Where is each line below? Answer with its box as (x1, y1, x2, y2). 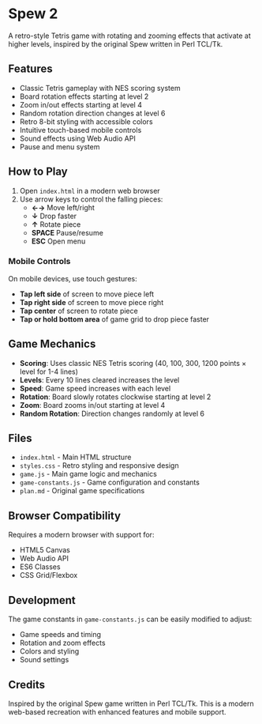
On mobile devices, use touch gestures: (8, 273, 137, 283)
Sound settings (19, 655, 69, 665)
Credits (8, 677, 46, 692)
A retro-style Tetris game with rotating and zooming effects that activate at (8, 31, 251, 40)
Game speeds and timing (19, 630, 101, 639)
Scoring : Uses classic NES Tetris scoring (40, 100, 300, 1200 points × (19, 358, 247, 368)
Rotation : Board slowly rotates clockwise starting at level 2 (19, 392, 211, 402)
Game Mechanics (8, 337, 96, 351)
